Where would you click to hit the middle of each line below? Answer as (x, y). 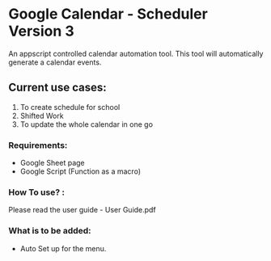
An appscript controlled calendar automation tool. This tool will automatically (136, 53)
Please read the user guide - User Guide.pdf (82, 210)
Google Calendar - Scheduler (108, 14)
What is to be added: (50, 231)
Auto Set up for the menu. (63, 248)
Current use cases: (57, 88)
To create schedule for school (70, 107)
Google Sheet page (52, 163)
